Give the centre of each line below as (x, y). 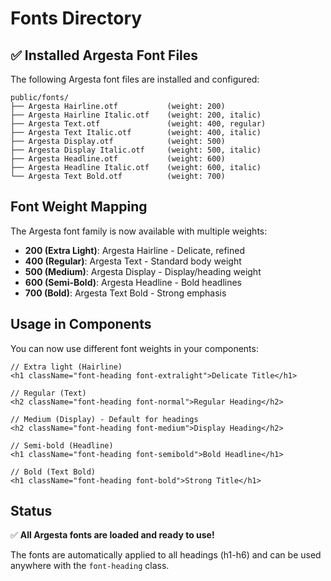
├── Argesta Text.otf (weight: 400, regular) (138, 124)
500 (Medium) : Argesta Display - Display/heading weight (143, 271)
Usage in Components (81, 324)
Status (31, 511)
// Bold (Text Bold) (53, 472)
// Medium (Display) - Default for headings (104, 419)
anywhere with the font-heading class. (90, 566)
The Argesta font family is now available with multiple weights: (139, 231)
